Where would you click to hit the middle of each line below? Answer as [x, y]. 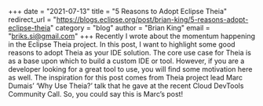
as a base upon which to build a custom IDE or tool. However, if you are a [126, 61]
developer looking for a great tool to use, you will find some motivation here [130, 69]
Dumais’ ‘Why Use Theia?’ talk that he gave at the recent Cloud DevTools [126, 86]
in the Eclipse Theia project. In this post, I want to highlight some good [122, 44]
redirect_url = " [33, 19]
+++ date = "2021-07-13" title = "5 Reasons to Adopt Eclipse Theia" [118, 11]
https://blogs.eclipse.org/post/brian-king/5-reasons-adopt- [152, 19]
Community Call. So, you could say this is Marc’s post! [95, 94]
